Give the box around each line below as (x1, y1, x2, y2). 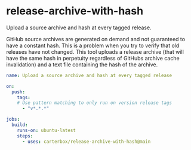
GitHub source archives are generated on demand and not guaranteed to (6, 35, 186, 42)
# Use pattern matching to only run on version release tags (17, 100, 172, 106)
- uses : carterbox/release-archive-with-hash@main (21, 139, 151, 145)
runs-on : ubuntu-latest (17, 127, 76, 133)
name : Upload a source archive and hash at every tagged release (6, 72, 172, 78)
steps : (17, 133, 33, 139)
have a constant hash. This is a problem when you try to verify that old (6, 42, 180, 49)
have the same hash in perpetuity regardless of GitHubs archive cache (6, 54, 180, 62)
